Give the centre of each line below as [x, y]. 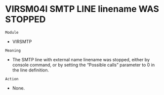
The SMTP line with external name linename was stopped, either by [81, 59]
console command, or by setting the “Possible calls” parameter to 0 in [83, 65]
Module [12, 32]
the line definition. [31, 70]
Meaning [13, 50]
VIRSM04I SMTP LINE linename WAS [82, 9]
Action [12, 79]
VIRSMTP [22, 41]
